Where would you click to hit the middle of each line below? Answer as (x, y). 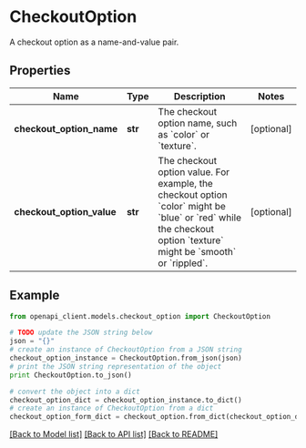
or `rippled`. (183, 263)
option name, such (198, 123)
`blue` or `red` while (199, 218)
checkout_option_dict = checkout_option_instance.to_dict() (126, 400)
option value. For (194, 172)
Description (199, 96)
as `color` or (184, 134)
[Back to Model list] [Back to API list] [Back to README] (114, 434)
